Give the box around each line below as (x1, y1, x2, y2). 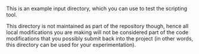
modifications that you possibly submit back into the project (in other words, (6, 35, 194, 42)
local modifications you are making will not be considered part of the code (6, 29, 189, 36)
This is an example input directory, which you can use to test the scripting (6, 5, 188, 12)
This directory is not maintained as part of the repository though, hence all (6, 23, 189, 29)
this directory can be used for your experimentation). (6, 41, 136, 48)
